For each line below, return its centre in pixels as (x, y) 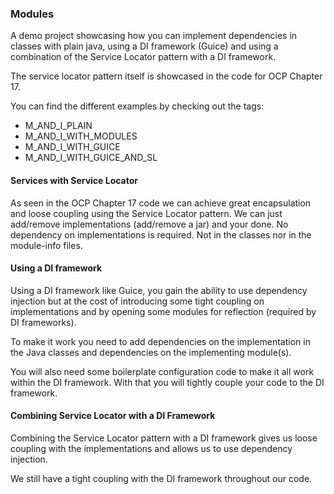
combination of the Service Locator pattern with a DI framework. (143, 57)
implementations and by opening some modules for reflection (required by (163, 311)
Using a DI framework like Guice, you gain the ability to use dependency (159, 290)
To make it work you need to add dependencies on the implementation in (160, 341)
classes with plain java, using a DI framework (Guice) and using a (144, 46)
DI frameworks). (43, 322)
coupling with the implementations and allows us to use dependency (151, 448)
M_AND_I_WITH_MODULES (81, 136)
